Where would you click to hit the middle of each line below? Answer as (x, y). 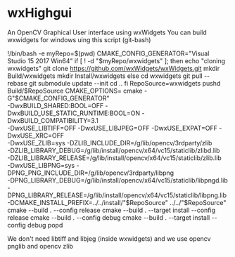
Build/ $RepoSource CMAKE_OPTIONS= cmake (75, 91)
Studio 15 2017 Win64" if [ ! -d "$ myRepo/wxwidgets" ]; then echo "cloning (116, 60)
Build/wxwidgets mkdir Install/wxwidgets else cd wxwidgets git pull (105, 76)
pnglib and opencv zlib (40, 246)
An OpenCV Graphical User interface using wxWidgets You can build (107, 32)
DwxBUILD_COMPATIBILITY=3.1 (53, 120)
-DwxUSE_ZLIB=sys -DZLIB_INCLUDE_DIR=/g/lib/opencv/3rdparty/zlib (110, 143)
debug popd (45, 225)
